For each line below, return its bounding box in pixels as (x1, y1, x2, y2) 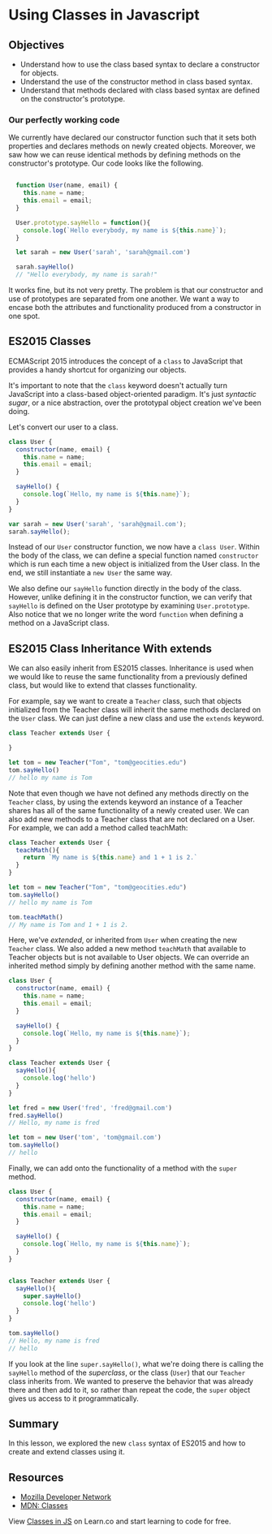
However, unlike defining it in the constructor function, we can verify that (8, 592, 253, 602)
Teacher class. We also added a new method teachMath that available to (8, 944, 246, 954)
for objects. (19, 68, 59, 78)
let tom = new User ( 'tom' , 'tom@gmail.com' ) (8, 1134, 162, 1142)
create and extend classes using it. (8, 1447, 125, 1457)
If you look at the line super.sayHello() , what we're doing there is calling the (8, 1359, 264, 1368)
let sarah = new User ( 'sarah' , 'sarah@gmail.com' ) (15, 248, 191, 256)
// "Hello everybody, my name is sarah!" (15, 270, 158, 279)
